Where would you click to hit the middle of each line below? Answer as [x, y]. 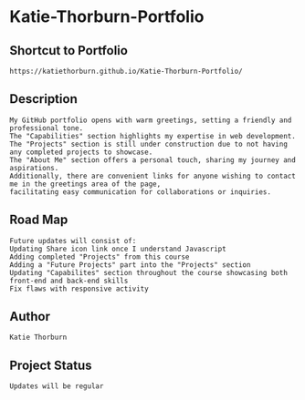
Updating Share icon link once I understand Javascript [118, 249]
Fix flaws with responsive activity [79, 289]
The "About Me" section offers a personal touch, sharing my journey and [153, 160]
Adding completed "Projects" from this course [100, 257]
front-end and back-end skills [69, 281]
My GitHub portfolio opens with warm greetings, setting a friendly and [151, 120]
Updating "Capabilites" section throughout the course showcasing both [148, 272]
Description [43, 99]
